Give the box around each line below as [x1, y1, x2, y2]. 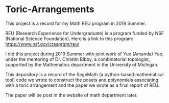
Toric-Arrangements [5, 4, 94, 15]
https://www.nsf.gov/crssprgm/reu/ [5, 41, 80, 47]
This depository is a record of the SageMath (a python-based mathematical [5, 71, 164, 77]
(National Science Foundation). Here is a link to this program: [5, 36, 134, 42]
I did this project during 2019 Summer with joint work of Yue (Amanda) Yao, [5, 51, 164, 57]
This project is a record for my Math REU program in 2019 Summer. [5, 20, 147, 26]
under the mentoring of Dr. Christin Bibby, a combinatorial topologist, [5, 56, 151, 62]
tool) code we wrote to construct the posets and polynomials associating [5, 77, 159, 83]
